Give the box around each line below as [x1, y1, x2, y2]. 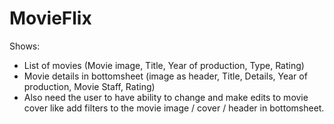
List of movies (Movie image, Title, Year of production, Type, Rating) [23, 59, 305, 71]
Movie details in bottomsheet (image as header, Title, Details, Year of [23, 70, 308, 82]
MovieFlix [9, 7, 92, 30]
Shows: [9, 40, 41, 52]
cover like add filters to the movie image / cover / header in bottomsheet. [23, 102, 325, 114]
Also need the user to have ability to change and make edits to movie [23, 91, 309, 103]
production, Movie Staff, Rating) [23, 80, 156, 92]
